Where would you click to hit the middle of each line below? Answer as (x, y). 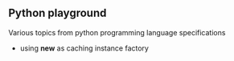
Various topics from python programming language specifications (117, 32)
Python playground (57, 13)
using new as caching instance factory (84, 48)
